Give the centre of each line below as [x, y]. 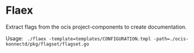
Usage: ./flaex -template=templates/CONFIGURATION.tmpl [78, 38]
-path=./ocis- [171, 39]
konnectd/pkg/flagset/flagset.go [47, 44]
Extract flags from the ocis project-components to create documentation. [96, 27]
